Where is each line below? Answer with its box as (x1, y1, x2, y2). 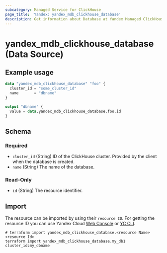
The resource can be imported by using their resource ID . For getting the (5, 215, 155, 221)
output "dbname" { (5, 104, 43, 109)
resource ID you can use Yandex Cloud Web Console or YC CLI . (5, 221, 136, 227)
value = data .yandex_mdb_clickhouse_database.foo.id (9, 109, 121, 114)
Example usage (5, 68, 54, 77)
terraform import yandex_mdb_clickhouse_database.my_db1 (5, 239, 126, 244)
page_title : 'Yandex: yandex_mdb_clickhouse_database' (5, 12, 121, 17)
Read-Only (5, 176, 32, 183)
